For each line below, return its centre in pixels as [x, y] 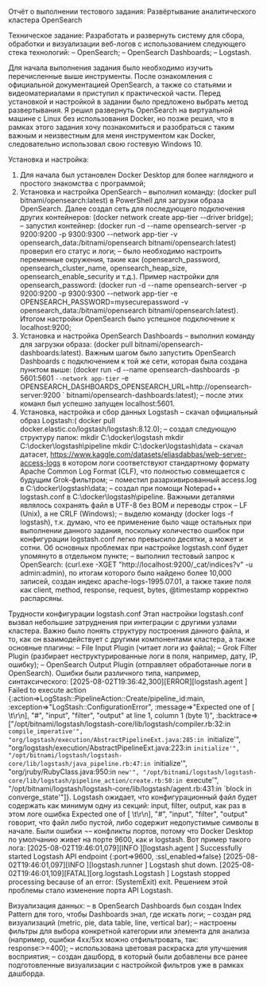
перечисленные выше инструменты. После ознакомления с [110, 76]
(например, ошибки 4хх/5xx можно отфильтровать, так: [103, 939]
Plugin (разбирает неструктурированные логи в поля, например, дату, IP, [133, 656]
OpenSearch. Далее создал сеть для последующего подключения [132, 209]
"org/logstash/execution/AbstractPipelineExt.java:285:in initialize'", [124, 739]
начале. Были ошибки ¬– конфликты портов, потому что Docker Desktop [131, 831]
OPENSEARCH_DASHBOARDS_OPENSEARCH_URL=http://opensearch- [136, 387]
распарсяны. [42, 598]
